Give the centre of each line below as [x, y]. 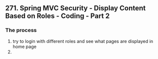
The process [21, 30]
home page [25, 46]
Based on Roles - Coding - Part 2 [57, 16]
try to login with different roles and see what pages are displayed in [83, 41]
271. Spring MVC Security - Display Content [75, 8]
